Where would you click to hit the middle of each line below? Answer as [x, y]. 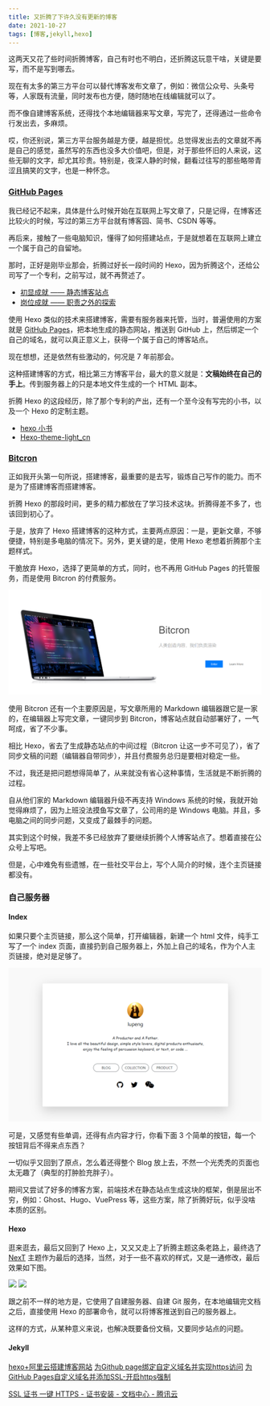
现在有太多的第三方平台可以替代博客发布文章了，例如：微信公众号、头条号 [131, 86]
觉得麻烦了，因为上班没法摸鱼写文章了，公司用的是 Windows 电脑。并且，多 [135, 810]
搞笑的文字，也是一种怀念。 [68, 171]
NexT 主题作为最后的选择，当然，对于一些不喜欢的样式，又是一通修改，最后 [134, 1258]
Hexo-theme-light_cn [55, 437]
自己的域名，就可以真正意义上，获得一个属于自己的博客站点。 [110, 339]
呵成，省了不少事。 [40, 728]
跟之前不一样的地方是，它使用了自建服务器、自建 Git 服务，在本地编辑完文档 [135, 1301]
